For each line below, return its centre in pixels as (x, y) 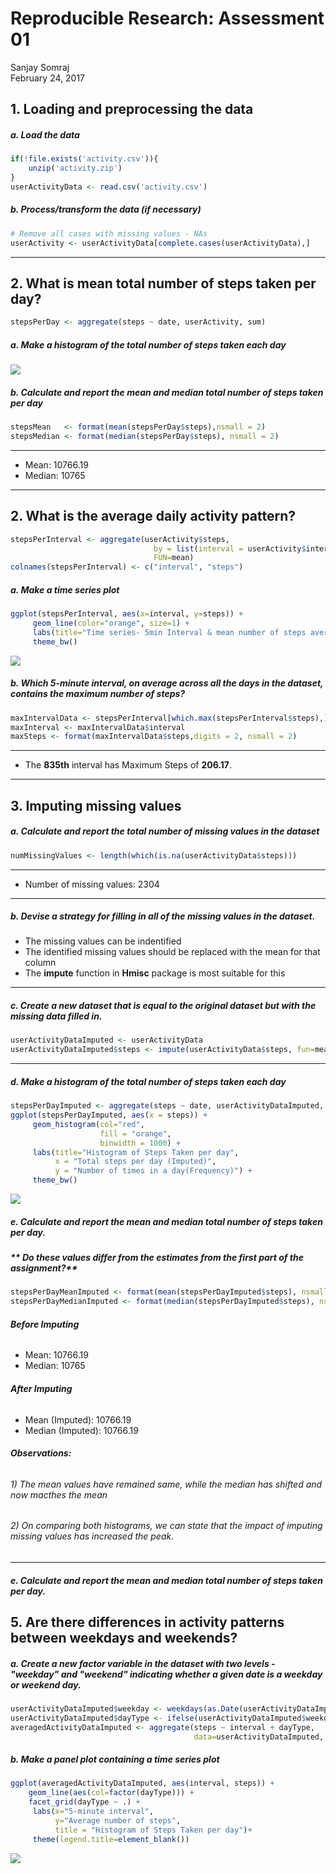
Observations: (41, 1453)
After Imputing (41, 1388)
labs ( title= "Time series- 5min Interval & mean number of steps (169, 632)
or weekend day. (46, 1684)
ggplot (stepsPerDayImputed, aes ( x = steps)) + (109, 1115)
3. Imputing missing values (96, 805)
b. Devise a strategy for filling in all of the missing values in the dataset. (163, 916)
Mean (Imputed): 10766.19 (78, 1419)
